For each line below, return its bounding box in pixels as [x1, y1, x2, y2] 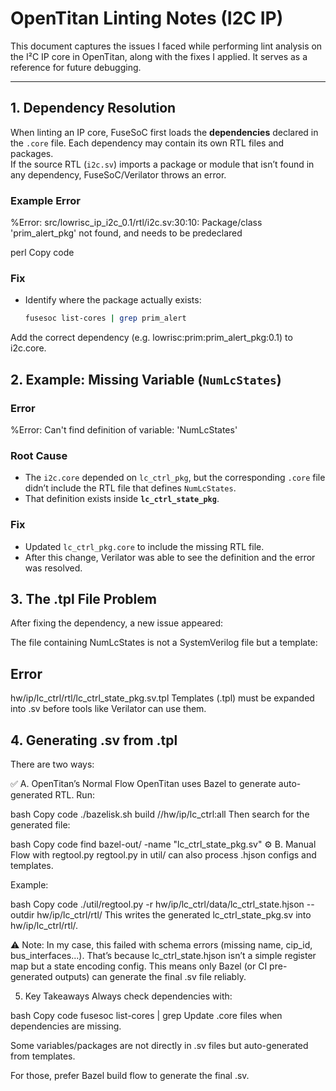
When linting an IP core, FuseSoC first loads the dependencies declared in [10, 126, 319, 138]
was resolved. [24, 562, 83, 574]
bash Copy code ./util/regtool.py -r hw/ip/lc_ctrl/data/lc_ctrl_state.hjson [10, 898, 305, 910]
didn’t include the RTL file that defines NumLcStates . [24, 482, 237, 494]
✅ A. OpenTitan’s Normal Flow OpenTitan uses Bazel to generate [10, 777, 277, 789]
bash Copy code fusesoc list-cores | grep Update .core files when [10, 1009, 283, 1021]
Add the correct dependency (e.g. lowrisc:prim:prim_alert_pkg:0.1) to [10, 332, 293, 344]
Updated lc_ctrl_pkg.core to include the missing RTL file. [24, 540, 265, 552]
